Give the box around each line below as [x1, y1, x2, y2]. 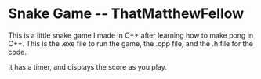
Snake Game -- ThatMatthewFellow [8, 5, 245, 23]
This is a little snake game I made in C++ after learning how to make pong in [8, 31, 254, 40]
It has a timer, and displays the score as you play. [8, 62, 167, 71]
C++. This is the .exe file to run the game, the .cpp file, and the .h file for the [8, 38, 253, 48]
